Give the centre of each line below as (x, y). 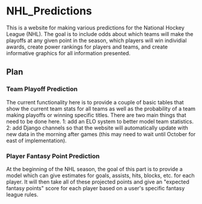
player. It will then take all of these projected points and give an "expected (98, 182)
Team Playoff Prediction (42, 89)
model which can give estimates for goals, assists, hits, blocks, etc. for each (101, 175)
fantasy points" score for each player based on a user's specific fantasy (96, 188)
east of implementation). (37, 140)
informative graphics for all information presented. (69, 53)
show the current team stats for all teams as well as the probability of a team (101, 109)
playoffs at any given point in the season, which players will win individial (96, 40)
